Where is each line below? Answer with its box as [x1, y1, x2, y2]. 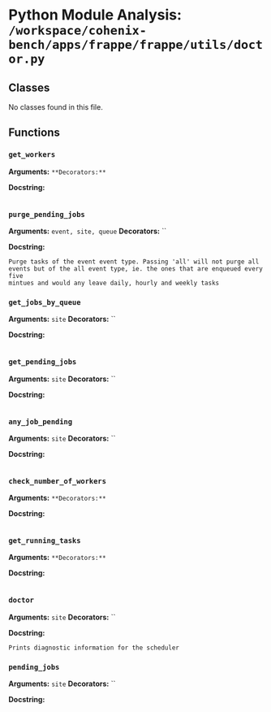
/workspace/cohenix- [8, 23, 148, 38]
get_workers [8, 150, 56, 159]
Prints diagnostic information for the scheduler [8, 644, 180, 652]
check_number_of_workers [8, 476, 107, 485]
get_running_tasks [8, 536, 81, 545]
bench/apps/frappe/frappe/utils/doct [8, 37, 264, 53]
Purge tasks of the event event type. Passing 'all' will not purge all [8, 258, 260, 266]
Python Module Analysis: [8, 6, 183, 24]
